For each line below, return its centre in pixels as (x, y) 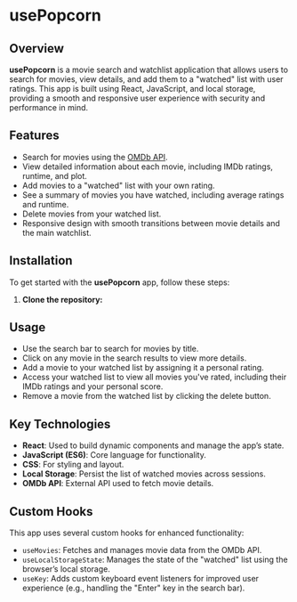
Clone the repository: (62, 299)
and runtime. (45, 204)
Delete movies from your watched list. (92, 214)
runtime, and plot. (54, 175)
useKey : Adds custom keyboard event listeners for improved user (140, 579)
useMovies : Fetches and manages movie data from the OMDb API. (142, 550)
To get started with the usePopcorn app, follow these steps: (120, 282)
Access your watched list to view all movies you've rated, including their (154, 377)
